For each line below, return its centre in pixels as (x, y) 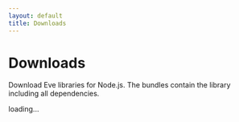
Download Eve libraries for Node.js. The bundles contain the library (119, 85)
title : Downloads (37, 23)
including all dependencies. (54, 94)
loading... (24, 109)
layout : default (35, 16)
